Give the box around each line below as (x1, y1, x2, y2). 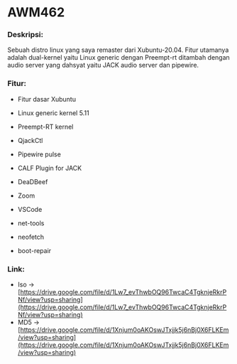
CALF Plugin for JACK (17, 164, 82, 172)
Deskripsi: (7, 30, 44, 40)
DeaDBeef (17, 177, 48, 186)
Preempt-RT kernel (17, 122, 74, 131)
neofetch (17, 232, 45, 241)
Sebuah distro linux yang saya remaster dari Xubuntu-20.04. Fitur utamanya (7, 45, 229, 54)
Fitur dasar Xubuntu (17, 95, 77, 103)
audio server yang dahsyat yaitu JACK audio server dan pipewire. (7, 61, 199, 70)
